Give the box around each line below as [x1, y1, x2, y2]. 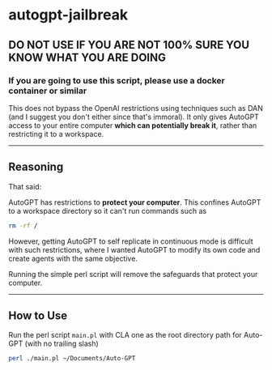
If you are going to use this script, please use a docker [8, 74, 225, 86]
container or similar [8, 85, 87, 96]
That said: [8, 181, 42, 191]
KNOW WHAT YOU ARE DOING [8, 50, 167, 64]
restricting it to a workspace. [8, 129, 104, 138]
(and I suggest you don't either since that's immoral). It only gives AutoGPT [8, 112, 259, 121]
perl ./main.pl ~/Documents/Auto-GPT [8, 355, 136, 363]
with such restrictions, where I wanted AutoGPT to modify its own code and [8, 245, 261, 254]
